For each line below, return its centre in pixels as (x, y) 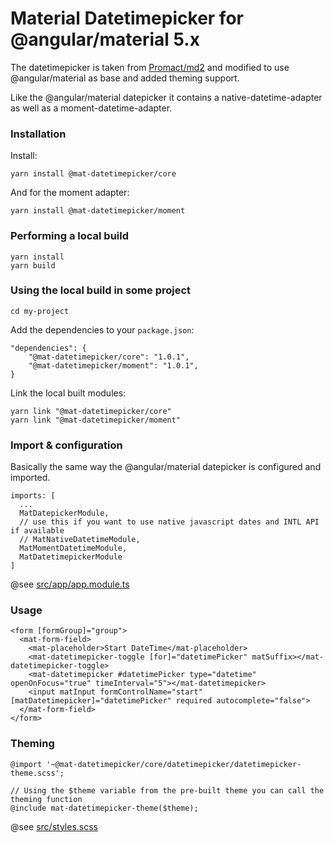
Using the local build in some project (101, 290)
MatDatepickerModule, (64, 513)
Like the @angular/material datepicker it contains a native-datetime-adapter (166, 97)
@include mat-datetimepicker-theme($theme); (104, 808)
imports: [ (33, 496)
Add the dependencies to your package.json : (102, 329)
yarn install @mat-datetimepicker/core (93, 174)
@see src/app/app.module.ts (70, 584)
